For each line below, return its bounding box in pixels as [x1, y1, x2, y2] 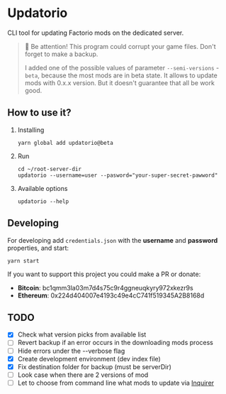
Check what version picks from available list [17, 330, 147, 339]
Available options [17, 184, 68, 192]
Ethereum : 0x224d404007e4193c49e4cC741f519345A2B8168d [17, 291, 205, 300]
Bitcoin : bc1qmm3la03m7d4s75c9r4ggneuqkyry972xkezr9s [17, 283, 193, 292]
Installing [17, 126, 45, 134]
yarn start [7, 257, 40, 264]
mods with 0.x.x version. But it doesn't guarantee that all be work [24, 78, 215, 87]
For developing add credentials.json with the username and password [7, 236, 218, 244]
